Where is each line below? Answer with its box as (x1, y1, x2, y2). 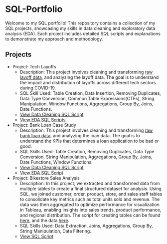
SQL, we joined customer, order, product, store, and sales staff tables (19, 191, 163, 197)
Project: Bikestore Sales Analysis (12, 175, 80, 181)
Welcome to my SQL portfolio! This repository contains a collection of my (5, 20, 156, 26)
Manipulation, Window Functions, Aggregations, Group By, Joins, (19, 101, 154, 107)
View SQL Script (19, 233, 54, 239)
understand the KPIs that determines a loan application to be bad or (19, 138, 160, 144)
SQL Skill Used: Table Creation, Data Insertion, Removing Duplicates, (19, 90, 161, 96)
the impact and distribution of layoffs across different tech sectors (19, 79, 156, 85)
